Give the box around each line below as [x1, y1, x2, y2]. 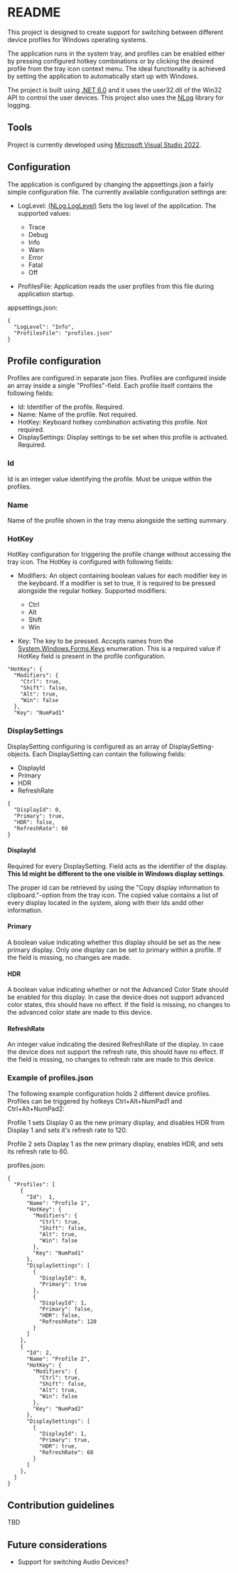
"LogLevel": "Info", [13, 323, 75, 330]
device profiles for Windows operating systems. [7, 35, 148, 43]
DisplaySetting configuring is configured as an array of [7, 742, 168, 751]
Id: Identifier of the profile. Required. [17, 403, 124, 412]
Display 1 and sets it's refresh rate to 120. [7, 1126, 128, 1134]
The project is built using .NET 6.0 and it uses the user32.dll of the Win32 [7, 85, 222, 94]
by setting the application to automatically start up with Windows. [7, 72, 199, 80]
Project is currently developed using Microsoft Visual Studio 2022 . [7, 140, 202, 149]
